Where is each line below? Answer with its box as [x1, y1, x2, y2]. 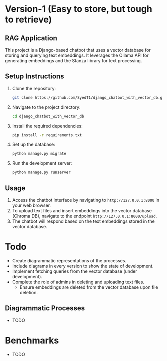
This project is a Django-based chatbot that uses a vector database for [5, 47, 151, 53]
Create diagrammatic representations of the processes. [12, 257, 126, 263]
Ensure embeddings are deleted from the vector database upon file [19, 284, 158, 290]
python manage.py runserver [12, 170, 71, 175]
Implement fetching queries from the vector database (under [12, 268, 137, 274]
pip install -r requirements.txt [12, 132, 82, 138]
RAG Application [5, 34, 57, 42]
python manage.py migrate [12, 151, 66, 156]
